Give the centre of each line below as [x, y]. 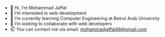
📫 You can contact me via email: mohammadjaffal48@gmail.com [78, 29]
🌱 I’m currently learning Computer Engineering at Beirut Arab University [85, 18]
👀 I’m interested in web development [48, 13]
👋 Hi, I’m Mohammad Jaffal [38, 8]
